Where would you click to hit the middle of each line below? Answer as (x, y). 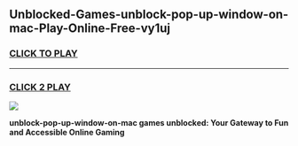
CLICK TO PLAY (43, 54)
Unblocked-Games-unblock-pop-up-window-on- (149, 15)
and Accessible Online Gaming (67, 132)
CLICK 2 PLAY (40, 87)
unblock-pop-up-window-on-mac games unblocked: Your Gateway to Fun (149, 122)
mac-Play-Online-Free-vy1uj (90, 29)
